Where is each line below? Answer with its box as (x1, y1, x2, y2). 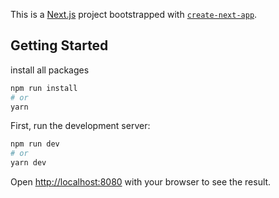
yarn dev (10, 158, 47, 168)
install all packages (10, 64, 90, 76)
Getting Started (10, 37, 109, 54)
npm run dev (10, 139, 60, 149)
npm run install (10, 83, 78, 93)
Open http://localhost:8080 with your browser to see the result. (10, 176, 272, 188)
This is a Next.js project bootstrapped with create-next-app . (10, 9, 258, 20)
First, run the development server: (10, 120, 151, 132)
